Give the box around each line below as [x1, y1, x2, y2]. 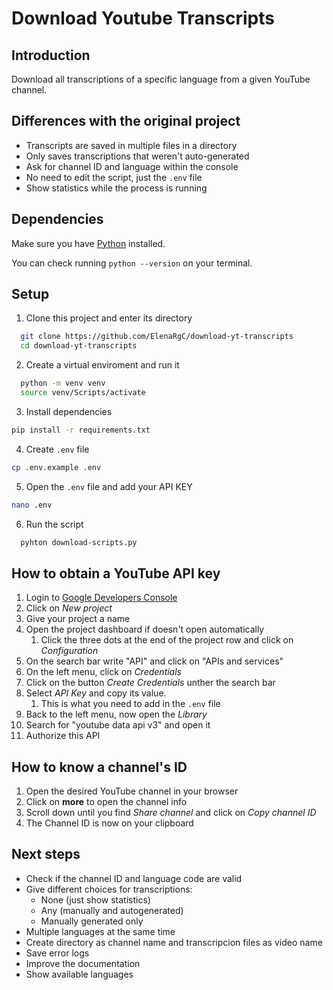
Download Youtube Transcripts [11, 7, 275, 30]
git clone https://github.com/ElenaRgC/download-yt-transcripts [20, 332, 294, 342]
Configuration [40, 645, 99, 657]
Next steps [11, 846, 81, 863]
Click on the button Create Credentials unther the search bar [25, 677, 276, 689]
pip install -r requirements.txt [11, 425, 151, 435]
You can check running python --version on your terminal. [11, 257, 253, 269]
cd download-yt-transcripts [20, 341, 138, 351]
